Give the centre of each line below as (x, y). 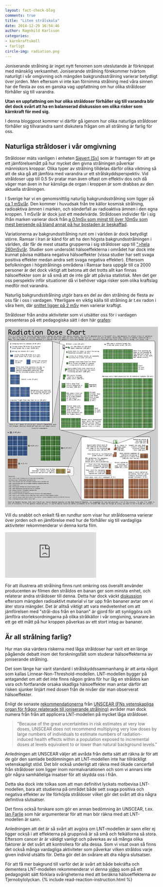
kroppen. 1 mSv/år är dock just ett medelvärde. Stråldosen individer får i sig (80, 214)
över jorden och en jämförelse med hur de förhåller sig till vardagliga (73, 520)
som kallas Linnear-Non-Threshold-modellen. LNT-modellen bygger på (76, 674)
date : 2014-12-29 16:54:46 (32, 26)
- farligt (15, 46)
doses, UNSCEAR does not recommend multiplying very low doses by (87, 729)
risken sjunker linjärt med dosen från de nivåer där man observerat (72, 689)
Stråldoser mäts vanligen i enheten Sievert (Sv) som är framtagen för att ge (80, 158)
